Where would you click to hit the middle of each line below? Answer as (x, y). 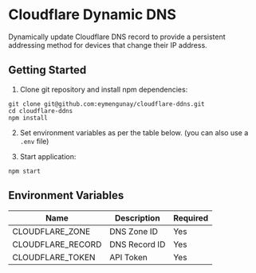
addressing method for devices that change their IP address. (108, 45)
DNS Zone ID (133, 231)
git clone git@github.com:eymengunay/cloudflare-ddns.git (106, 104)
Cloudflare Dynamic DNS (93, 15)
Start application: (48, 156)
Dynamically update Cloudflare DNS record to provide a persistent (117, 37)
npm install (28, 118)
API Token (128, 257)
